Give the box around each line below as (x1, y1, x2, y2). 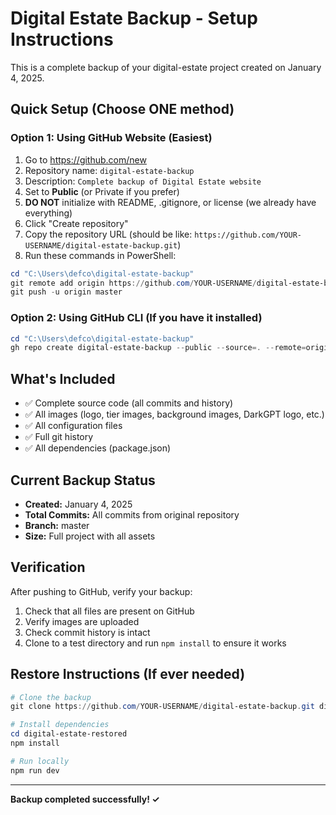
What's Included (10, 370, 116, 387)
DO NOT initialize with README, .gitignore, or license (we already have (24, 196, 317, 208)
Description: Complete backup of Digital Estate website (24, 175, 262, 187)
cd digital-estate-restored (10, 729, 128, 739)
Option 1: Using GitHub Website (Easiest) (10, 131, 213, 145)
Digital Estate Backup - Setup (10, 7, 258, 30)
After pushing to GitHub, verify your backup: (10, 585, 193, 597)
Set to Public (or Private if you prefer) (24, 185, 180, 197)
